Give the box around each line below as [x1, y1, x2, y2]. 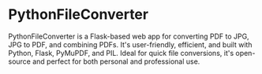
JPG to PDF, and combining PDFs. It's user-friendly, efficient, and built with [8, 39, 253, 49]
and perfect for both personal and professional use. [32, 57, 200, 66]
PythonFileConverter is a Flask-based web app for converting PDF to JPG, [8, 31, 250, 41]
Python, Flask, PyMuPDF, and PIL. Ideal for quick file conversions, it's [8, 48, 234, 57]
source [8, 57, 32, 66]
